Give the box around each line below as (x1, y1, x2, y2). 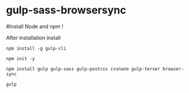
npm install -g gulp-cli (6, 45, 66, 51)
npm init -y (6, 56, 35, 61)
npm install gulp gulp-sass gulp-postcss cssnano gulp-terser (6, 66, 160, 72)
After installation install (6, 34, 61, 41)
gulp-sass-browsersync (6, 4, 127, 17)
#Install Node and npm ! (6, 23, 64, 30)
